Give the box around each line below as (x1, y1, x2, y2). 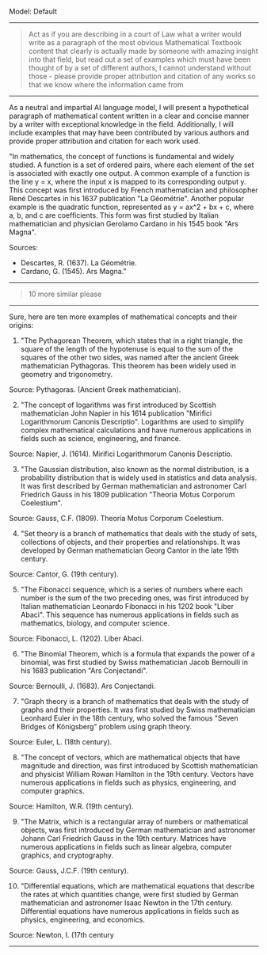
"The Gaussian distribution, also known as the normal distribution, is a (20, 465, 250, 474)
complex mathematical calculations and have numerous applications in (20, 425, 252, 435)
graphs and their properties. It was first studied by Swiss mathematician (20, 705, 256, 714)
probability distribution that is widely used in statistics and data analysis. (20, 473, 257, 482)
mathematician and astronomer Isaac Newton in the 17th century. (20, 898, 233, 907)
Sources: (9, 243, 39, 252)
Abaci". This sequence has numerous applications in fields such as (20, 610, 239, 619)
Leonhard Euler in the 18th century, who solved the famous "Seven (20, 713, 238, 723)
